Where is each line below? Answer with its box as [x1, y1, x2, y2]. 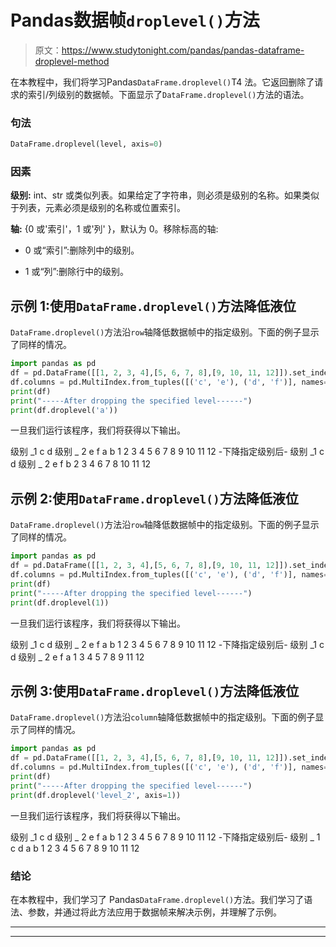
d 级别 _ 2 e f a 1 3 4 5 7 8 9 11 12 [10, 651, 145, 663]
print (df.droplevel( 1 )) [10, 597, 110, 608]
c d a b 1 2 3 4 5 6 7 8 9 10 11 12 [10, 842, 140, 854]
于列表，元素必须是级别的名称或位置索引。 [10, 202, 186, 214]
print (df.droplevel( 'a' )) [10, 405, 118, 415]
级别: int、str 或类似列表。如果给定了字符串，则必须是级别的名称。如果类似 [10, 189, 320, 201]
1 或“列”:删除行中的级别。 [24, 266, 130, 278]
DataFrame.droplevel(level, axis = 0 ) [10, 139, 163, 150]
